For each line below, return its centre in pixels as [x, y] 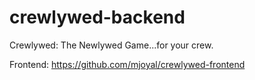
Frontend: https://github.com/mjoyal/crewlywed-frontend [127, 64]
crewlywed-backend [97, 17]
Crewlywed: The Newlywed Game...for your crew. [111, 45]
